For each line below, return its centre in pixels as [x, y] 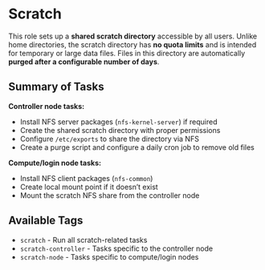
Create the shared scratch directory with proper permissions [120, 130]
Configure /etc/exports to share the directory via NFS [109, 139]
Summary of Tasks [56, 87]
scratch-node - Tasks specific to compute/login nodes [109, 256]
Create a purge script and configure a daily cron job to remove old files [137, 147]
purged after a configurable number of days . [84, 62]
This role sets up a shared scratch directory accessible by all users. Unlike [133, 36]
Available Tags [46, 221]
